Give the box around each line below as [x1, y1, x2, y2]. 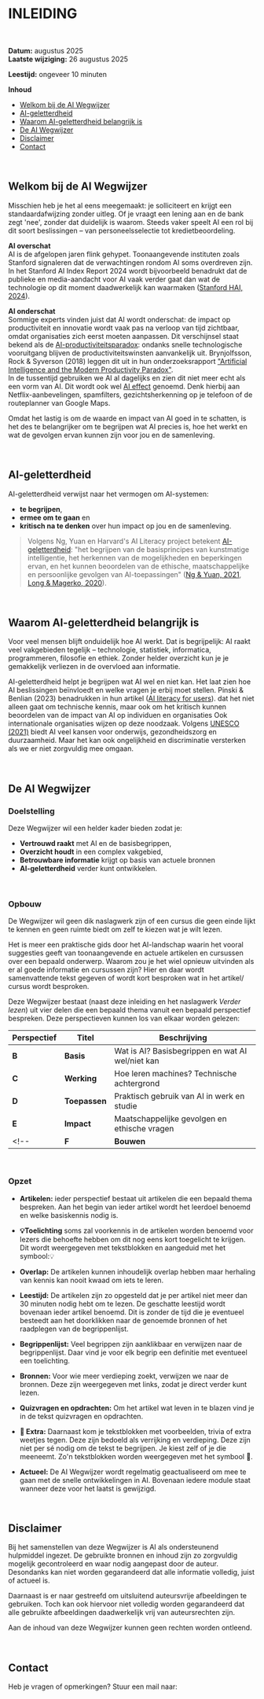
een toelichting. [19, 1355, 71, 1365]
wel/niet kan [114, 1055, 159, 1066]
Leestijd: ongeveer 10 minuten [8, 69, 108, 79]
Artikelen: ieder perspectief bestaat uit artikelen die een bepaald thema [19, 1193, 253, 1203]
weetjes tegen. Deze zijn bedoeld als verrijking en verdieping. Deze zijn [19, 1435, 251, 1444]
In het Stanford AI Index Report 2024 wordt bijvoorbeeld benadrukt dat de [8, 266, 247, 275]
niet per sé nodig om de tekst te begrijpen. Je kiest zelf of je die [19, 1443, 226, 1453]
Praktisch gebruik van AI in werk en [114, 1090, 245, 1101]
